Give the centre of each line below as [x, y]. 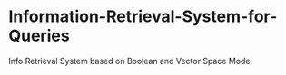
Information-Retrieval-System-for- [143, 17]
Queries [39, 36]
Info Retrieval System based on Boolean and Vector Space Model [130, 61]
